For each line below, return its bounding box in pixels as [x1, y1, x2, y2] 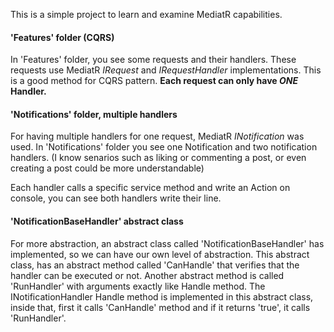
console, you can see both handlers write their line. [10, 192, 222, 204]
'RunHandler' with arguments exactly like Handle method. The [10, 280, 266, 292]
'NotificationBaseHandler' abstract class [10, 215, 184, 227]
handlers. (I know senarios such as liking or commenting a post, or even [10, 152, 307, 164]
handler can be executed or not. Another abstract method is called [10, 269, 285, 281]
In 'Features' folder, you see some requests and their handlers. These [10, 54, 297, 66]
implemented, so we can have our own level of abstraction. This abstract [10, 248, 310, 260]
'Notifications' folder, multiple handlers [10, 108, 178, 120]
